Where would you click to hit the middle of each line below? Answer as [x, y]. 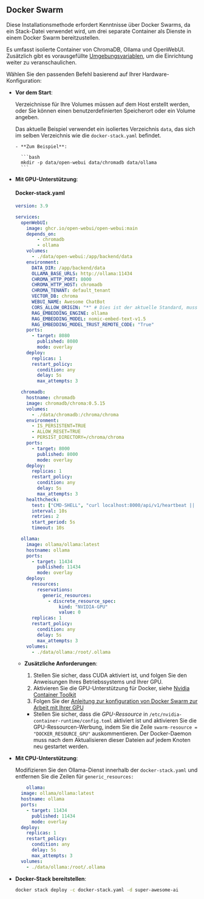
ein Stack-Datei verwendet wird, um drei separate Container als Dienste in [99, 31]
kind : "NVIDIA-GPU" [83, 607]
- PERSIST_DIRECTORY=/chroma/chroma [78, 438]
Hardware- [156, 74]
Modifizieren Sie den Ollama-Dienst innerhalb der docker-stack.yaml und [106, 770]
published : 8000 [58, 454]
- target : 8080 [51, 336]
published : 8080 [58, 341]
